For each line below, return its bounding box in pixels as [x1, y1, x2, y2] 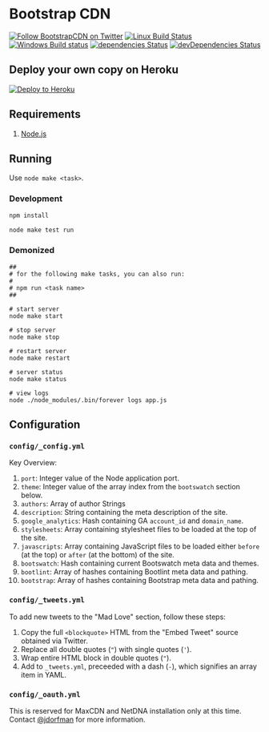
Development [9, 193, 63, 204]
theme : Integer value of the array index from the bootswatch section [20, 482, 241, 492]
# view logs [9, 389, 49, 397]
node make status [9, 375, 67, 383]
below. [20, 490, 43, 501]
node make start [9, 312, 63, 320]
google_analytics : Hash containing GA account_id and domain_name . [20, 516, 243, 525]
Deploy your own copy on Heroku [9, 63, 179, 77]
